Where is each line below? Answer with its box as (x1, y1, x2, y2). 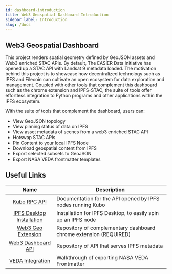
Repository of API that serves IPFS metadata (56, 242, 163, 249)
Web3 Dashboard (8, 239, 51, 246)
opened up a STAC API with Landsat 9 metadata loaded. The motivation (5, 65, 156, 72)
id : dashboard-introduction (5, 7, 66, 13)
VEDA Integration (9, 257, 50, 264)
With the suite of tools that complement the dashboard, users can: (5, 108, 145, 114)
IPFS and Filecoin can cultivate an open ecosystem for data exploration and (5, 76, 165, 83)
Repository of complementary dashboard (56, 224, 156, 231)
